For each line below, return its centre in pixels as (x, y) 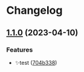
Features (20, 50)
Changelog (34, 10)
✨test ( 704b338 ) (36, 62)
